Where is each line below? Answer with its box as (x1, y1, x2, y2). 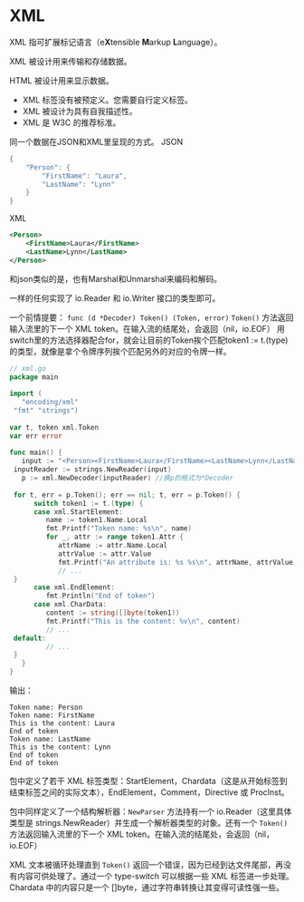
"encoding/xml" (21, 398, 79, 407)
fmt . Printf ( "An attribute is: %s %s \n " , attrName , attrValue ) (57, 558, 298, 567)
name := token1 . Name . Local (45, 516, 147, 525)
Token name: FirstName (9, 711, 95, 721)
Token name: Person (9, 703, 83, 713)
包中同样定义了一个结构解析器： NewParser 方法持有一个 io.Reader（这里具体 (9, 806, 292, 817)
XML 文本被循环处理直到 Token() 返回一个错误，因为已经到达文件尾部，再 (9, 859, 284, 870)
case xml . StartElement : (33, 507, 124, 517)
